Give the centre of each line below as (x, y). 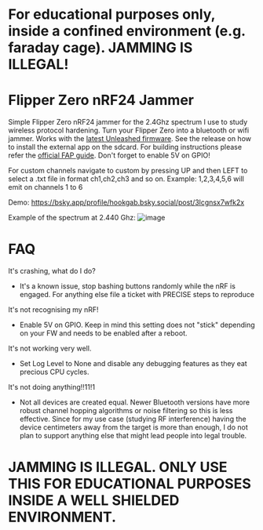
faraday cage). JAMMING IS (100, 48)
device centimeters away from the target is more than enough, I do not (134, 427)
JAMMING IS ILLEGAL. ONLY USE (118, 467)
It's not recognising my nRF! (54, 310)
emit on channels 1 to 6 (46, 187)
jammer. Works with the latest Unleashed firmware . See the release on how (130, 139)
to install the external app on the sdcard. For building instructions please (125, 147)
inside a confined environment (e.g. (127, 31)
